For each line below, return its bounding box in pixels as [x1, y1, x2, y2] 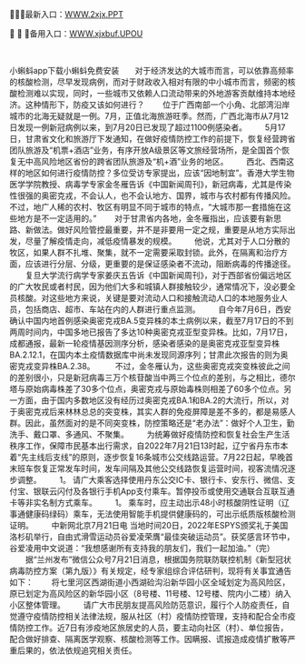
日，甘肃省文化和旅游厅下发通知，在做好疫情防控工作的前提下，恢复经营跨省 [9, 134, 296, 144]
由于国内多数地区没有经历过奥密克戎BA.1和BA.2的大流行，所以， [40, 395, 281, 406]
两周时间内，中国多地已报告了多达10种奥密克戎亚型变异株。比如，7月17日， [9, 327, 293, 337]
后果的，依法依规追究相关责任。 [16, 645, 137, 656]
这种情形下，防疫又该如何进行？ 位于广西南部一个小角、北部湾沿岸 [25, 99, 290, 110]
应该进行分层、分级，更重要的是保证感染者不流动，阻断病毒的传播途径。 [25, 258, 296, 269]
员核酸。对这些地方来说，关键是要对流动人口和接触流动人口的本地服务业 [9, 293, 280, 303]
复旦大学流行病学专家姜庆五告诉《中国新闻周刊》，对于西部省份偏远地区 [25, 270, 292, 280]
